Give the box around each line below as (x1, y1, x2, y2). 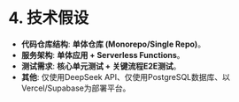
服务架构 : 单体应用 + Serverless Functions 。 (20, 49, 185, 60)
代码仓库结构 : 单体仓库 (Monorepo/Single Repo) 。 (20, 39, 205, 49)
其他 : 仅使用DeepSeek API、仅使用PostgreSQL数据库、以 (20, 71, 231, 82)
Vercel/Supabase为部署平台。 (20, 83, 131, 93)
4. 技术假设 (8, 8, 89, 28)
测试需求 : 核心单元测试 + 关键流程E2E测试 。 (20, 61, 181, 71)
